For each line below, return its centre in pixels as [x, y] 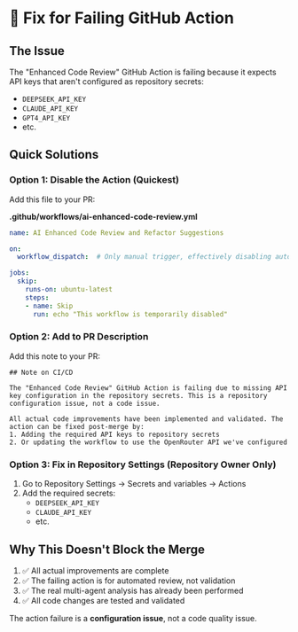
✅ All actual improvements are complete [95, 570]
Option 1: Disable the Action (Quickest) [94, 180]
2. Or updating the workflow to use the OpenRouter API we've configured [149, 442]
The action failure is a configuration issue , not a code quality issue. [133, 618]
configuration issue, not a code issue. [85, 403]
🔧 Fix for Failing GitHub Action [122, 18]
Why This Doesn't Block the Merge [107, 549]
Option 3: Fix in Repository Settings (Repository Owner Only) [143, 464]
